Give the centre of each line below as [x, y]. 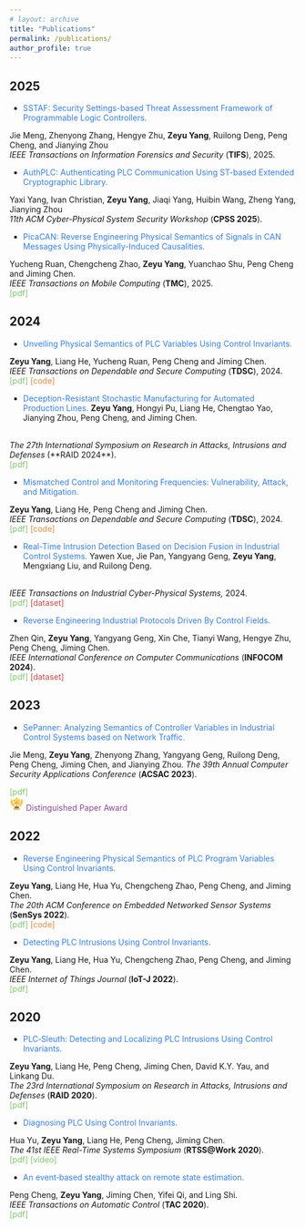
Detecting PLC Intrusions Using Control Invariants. [117, 942]
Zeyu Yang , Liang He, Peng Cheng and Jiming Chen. [108, 509]
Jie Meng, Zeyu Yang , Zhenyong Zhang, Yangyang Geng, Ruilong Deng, [145, 754]
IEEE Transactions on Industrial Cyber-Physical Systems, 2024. [128, 593]
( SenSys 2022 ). [40, 915]
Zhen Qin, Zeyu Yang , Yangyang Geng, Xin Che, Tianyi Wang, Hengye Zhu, [150, 638]
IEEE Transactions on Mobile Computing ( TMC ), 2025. [112, 283]
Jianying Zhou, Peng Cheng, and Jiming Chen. [110, 417]
